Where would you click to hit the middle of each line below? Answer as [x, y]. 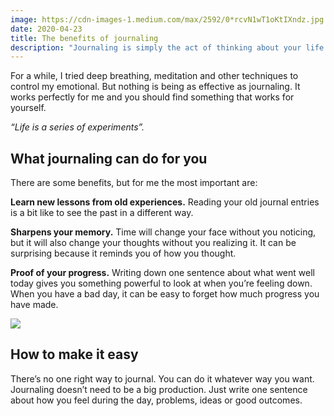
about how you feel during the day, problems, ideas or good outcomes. [156, 400]
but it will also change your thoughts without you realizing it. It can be [153, 243]
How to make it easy [74, 354]
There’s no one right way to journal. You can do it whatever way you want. [162, 378]
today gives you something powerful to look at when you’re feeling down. [161, 283]
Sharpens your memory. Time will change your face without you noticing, [163, 232]
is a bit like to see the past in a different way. [102, 213]
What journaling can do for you [109, 158]
